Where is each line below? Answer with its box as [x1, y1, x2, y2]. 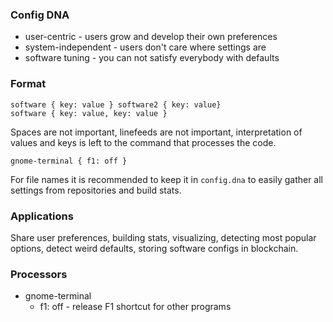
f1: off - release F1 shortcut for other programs [39, 301, 232, 313]
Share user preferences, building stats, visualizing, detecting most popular [10, 231, 317, 243]
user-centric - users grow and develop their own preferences [24, 31, 278, 43]
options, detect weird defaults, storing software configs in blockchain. [10, 242, 299, 254]
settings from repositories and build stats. [10, 184, 182, 196]
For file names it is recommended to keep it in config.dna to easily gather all [10, 173, 324, 185]
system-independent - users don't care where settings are [24, 41, 267, 53]
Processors [10, 267, 68, 281]
